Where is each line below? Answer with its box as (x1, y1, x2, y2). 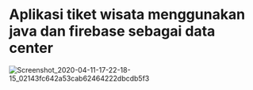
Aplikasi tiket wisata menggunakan (9, 6, 245, 24)
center (9, 39, 54, 57)
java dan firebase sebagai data (9, 22, 216, 40)
